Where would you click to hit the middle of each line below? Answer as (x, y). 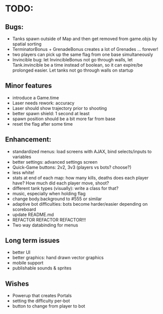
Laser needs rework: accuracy (43, 103)
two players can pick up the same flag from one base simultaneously (83, 54)
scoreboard (24, 209)
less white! (23, 172)
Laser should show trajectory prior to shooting (60, 108)
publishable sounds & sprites (42, 268)
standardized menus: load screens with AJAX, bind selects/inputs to (82, 151)
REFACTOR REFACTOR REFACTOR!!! (49, 220)
